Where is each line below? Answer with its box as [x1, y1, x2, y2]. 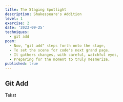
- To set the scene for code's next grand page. [9, 48, 110, 52]
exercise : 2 [5, 20, 29, 26]
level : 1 [5, 16, 23, 21]
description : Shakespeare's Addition [5, 12, 82, 17]
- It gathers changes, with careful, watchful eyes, [9, 52, 119, 57]
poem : [5, 39, 16, 44]
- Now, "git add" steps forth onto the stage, [9, 43, 106, 48]
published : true [5, 61, 38, 66]
